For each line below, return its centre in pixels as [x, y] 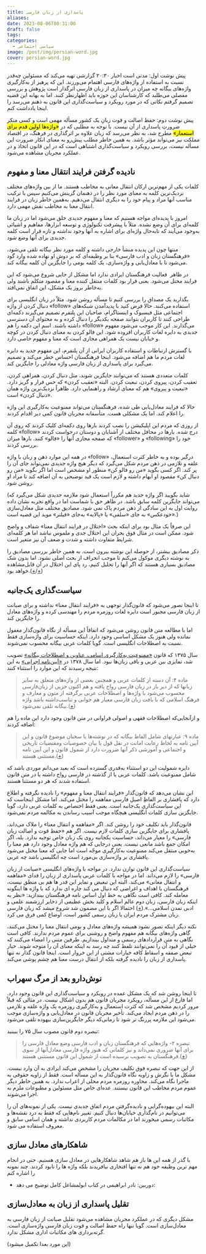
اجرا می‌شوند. [23, 1094]
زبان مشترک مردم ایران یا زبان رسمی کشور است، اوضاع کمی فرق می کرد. [93, 915]
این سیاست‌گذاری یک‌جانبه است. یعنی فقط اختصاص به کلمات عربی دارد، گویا [94, 806]
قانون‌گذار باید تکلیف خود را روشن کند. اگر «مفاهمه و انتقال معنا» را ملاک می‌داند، [99, 825]
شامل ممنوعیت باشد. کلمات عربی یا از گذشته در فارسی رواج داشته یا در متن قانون [101, 774]
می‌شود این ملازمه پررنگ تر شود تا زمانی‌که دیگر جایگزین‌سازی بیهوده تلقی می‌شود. [101, 1019]
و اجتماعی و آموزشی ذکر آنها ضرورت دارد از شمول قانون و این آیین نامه [104, 750]
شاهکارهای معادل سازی [48, 1145]
